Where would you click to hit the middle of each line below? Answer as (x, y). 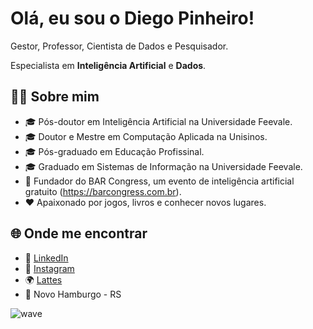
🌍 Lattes (43, 279)
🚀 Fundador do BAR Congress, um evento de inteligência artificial (159, 181)
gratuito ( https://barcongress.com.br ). (103, 191)
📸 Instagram (49, 268)
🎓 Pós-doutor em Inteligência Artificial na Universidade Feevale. (158, 121)
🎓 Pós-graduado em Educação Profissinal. (114, 151)
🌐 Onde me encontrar (79, 233)
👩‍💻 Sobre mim (55, 97)
